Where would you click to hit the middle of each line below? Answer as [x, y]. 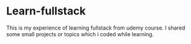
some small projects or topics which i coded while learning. [80, 34]
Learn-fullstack [46, 11]
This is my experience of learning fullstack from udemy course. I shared [96, 28]
